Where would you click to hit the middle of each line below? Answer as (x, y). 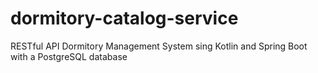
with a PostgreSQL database (69, 56)
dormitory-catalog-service (124, 18)
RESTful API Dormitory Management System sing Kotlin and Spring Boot (159, 46)
